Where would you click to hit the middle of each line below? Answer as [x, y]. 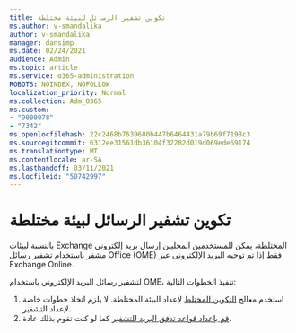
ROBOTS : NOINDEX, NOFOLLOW [60, 84]
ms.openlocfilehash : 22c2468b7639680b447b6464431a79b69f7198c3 [130, 135]
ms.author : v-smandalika [56, 26]
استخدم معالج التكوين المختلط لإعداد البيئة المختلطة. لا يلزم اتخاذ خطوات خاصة [153, 299]
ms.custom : [30, 110]
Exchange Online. [42, 265]
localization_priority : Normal [68, 92]
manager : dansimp [42, 43]
